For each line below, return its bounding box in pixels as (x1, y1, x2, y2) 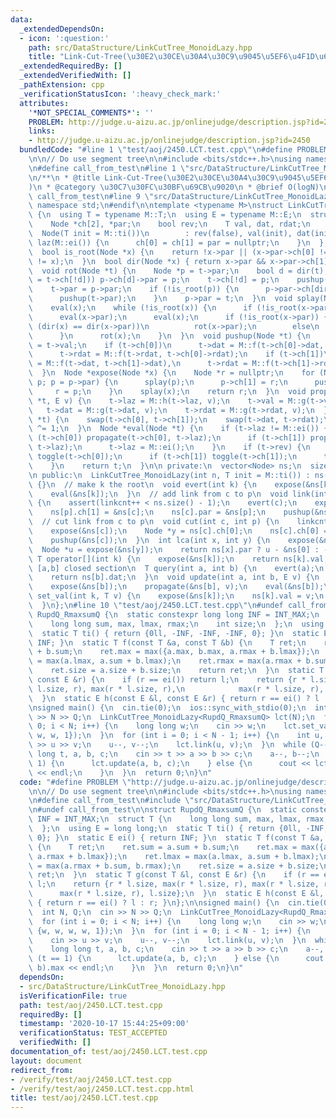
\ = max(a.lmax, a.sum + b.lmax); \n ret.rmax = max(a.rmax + (28, 656, 302, 666)
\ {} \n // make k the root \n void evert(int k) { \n (28, 479, 257, 490)
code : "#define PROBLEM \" (19, 777, 132, 787)
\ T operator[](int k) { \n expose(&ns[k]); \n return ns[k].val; (28, 554, 329, 564)
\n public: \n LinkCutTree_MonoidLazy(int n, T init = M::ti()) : (28, 470, 311, 480)
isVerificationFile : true (19, 991, 128, 1001)
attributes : (19, 98, 70, 108)
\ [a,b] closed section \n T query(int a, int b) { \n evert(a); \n (28, 563, 325, 573)
